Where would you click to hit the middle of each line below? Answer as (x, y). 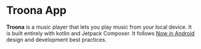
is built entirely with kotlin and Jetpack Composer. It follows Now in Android (100, 33)
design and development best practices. (57, 39)
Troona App (36, 10)
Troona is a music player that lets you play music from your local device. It (99, 27)
